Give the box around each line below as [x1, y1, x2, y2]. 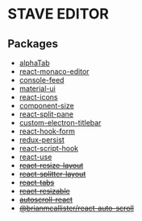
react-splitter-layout [19, 170, 86, 178]
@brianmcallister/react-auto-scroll [19, 203, 135, 213]
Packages [7, 37, 58, 51]
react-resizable [19, 186, 70, 195]
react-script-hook [19, 144, 78, 153]
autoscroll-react [19, 194, 73, 204]
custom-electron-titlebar [19, 118, 102, 127]
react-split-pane [19, 109, 74, 119]
